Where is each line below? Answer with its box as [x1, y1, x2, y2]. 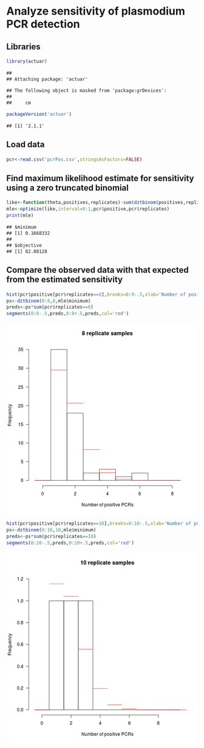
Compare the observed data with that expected [6, 265, 189, 275]
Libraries [6, 41, 41, 52]
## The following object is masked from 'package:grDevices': [6, 87, 167, 94]
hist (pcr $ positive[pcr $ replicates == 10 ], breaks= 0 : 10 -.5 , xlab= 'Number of [6, 520, 191, 527]
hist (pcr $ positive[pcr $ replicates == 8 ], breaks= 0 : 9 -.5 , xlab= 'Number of [6, 291, 186, 298]
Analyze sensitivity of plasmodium [6, 4, 185, 18]
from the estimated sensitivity [6, 274, 123, 285]
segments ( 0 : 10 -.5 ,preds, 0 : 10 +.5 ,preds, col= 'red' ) [6, 540, 135, 546]
